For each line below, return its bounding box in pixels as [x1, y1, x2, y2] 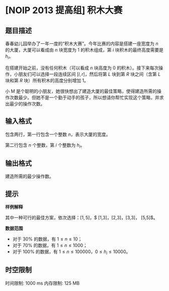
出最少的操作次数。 [5, 100, 45, 106]
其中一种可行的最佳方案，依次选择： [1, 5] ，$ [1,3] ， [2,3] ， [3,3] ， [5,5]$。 [5, 215, 158, 221]
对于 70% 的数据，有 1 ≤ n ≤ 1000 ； [12, 243, 88, 249]
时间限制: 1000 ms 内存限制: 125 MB [5, 280, 79, 286]
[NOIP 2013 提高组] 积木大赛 [5, 5, 123, 16]
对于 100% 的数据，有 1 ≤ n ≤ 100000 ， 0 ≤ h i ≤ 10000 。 [12, 249, 131, 256]
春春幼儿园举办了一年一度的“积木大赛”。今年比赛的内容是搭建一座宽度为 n [5, 41, 158, 46]
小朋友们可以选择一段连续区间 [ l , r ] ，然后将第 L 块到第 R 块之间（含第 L [14, 71, 161, 77]
